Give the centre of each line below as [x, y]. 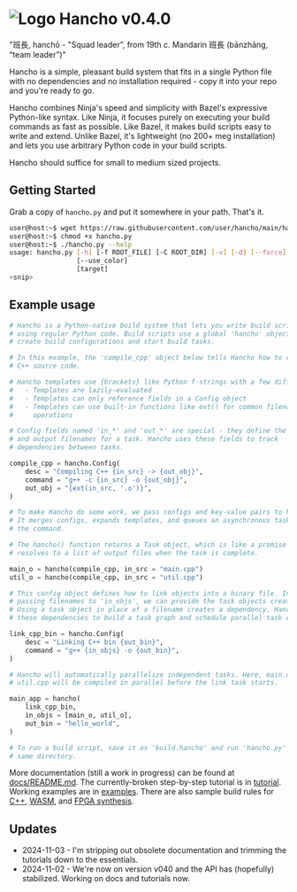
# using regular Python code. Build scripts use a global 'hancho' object [150, 334]
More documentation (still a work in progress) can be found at [122, 773]
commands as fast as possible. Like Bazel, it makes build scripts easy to [140, 126]
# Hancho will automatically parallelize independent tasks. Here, [136, 675]
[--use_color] [102, 261]
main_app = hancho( [45, 699]
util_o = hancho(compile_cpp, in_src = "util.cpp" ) [106, 577]
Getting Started [53, 190]
